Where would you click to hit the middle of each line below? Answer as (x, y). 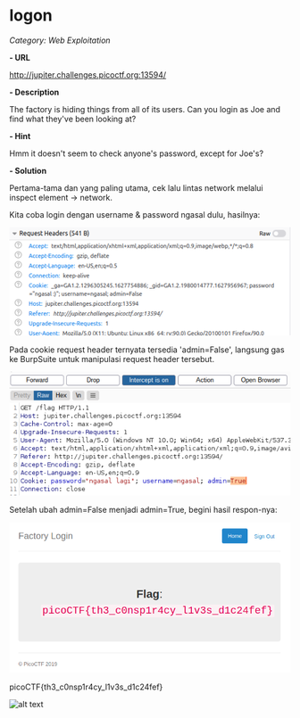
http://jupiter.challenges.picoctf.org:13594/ (88, 74)
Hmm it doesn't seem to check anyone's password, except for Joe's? (137, 153)
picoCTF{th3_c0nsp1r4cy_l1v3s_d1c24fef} (86, 687)
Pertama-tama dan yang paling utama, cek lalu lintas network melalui (136, 187)
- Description (34, 92)
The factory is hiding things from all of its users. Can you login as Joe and (145, 109)
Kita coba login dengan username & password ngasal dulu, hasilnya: (135, 214)
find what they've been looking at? (73, 119)
